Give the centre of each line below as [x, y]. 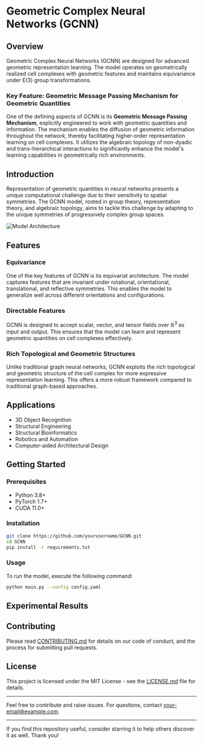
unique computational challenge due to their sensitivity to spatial [87, 195]
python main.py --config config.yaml [54, 587]
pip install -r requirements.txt [48, 547]
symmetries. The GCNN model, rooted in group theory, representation [93, 202]
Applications [31, 405]
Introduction [30, 174]
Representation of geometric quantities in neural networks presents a [92, 189]
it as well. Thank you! [33, 735]
